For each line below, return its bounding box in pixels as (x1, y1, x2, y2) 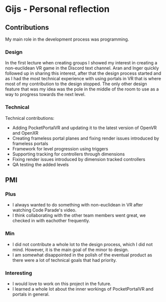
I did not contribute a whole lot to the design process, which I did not (12, 241, 153, 247)
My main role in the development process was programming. (5, 36, 129, 42)
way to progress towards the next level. (5, 92, 86, 98)
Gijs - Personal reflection (5, 3, 110, 15)
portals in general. (12, 291, 50, 297)
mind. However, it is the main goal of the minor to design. (12, 247, 129, 252)
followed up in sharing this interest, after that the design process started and (5, 70, 162, 76)
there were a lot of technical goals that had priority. (12, 257, 117, 263)
